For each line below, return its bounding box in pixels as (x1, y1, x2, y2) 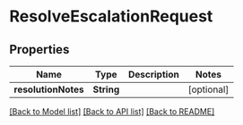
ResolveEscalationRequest (9, 6, 213, 27)
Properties (9, 42, 70, 57)
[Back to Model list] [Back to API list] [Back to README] (9, 106, 215, 117)
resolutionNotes (13, 83, 84, 96)
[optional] (187, 83, 230, 96)
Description (128, 69, 179, 80)
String (92, 83, 120, 96)
